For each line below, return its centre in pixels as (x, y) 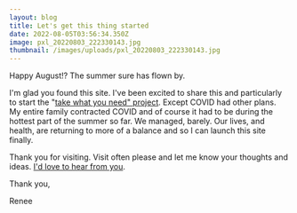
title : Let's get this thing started (79, 26)
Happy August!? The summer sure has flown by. (97, 75)
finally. (21, 140)
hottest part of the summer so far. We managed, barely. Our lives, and (137, 122)
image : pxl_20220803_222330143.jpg (75, 42)
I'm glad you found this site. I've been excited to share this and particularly (146, 93)
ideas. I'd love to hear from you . (68, 167)
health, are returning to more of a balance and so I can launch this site (138, 130)
